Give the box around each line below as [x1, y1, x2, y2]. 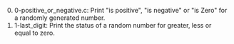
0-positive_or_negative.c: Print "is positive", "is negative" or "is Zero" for [14, 6, 228, 14]
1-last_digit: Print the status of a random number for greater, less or [14, 21, 212, 29]
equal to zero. [14, 28, 55, 37]
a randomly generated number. [14, 13, 106, 22]
